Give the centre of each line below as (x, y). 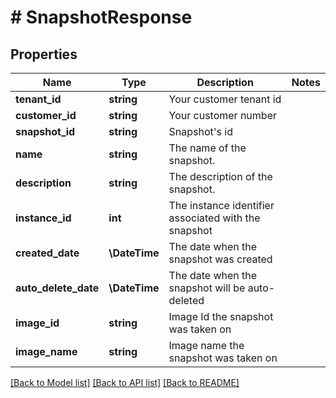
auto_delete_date (57, 288)
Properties (44, 54)
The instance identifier (221, 205)
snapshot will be (207, 288)
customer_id (46, 115)
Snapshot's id (200, 131)
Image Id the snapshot (221, 316)
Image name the (206, 345)
